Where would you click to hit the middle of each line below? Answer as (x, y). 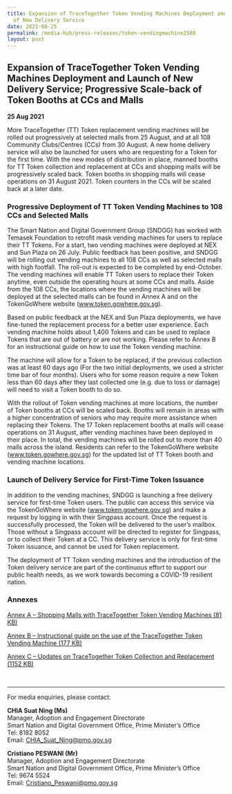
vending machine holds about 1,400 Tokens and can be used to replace (109, 332)
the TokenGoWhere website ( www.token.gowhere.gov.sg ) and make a (106, 509)
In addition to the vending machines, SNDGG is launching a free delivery (110, 495)
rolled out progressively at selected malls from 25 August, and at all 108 (109, 137)
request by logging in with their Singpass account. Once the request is (107, 517)
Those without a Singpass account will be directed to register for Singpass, (114, 532)
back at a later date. (36, 188)
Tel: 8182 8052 (28, 732)
